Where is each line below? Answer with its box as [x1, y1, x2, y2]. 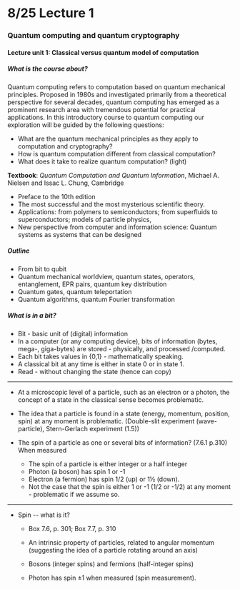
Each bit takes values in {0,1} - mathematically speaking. [17, 352, 184, 361]
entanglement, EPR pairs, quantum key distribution [17, 280, 167, 288]
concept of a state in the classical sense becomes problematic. [17, 395, 204, 404]
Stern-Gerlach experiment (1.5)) [46, 424, 140, 433]
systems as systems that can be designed [17, 230, 141, 238]
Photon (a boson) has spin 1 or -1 [28, 467, 126, 475]
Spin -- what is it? [17, 510, 70, 519]
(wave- [196, 416, 218, 426]
